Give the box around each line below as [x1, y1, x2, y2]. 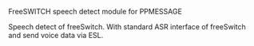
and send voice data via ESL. [8, 31, 104, 40]
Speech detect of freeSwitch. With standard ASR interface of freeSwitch [8, 22, 246, 31]
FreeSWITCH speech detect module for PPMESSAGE [8, 7, 182, 16]
